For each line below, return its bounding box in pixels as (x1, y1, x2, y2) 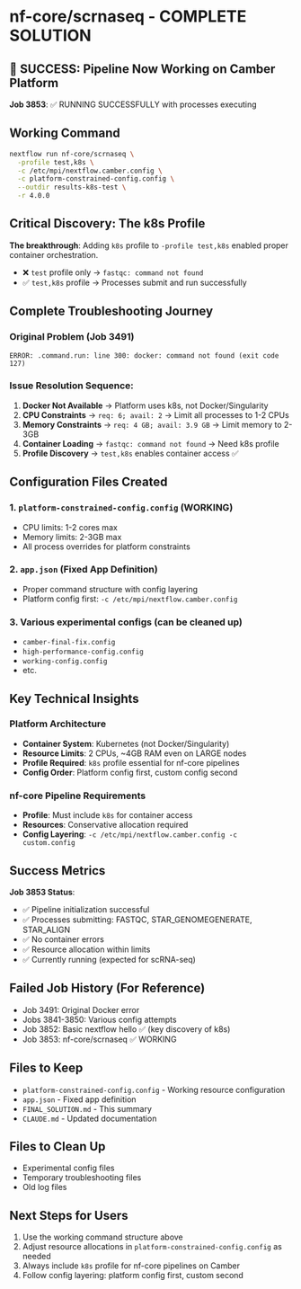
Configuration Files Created (9, 475, 168, 490)
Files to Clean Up (9, 1139, 106, 1154)
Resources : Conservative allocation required (22, 820, 189, 831)
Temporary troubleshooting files (22, 1172, 142, 1183)
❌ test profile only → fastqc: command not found (22, 267, 204, 278)
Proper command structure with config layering (22, 583, 199, 594)
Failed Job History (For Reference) (9, 981, 206, 996)
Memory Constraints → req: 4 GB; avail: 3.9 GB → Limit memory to (22, 419, 282, 430)
